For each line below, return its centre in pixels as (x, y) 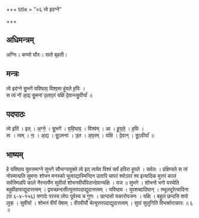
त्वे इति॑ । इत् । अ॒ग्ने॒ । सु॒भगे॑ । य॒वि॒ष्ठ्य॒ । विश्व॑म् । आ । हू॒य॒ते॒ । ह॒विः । (75, 129)
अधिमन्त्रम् (20, 40)
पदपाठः (16, 114)
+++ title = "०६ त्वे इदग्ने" (34, 9)
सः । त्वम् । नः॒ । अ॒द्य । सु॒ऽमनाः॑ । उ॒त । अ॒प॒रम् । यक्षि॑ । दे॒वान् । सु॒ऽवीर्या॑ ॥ (80, 136)
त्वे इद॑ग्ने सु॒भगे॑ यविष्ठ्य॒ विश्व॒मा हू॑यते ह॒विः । (46, 88)
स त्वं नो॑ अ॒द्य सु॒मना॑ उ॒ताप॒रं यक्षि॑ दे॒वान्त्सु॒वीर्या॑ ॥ (49, 95)
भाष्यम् (15, 155)
